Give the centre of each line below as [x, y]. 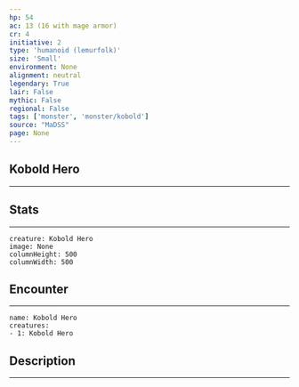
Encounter [39, 289]
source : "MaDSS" [39, 125]
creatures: [29, 326]
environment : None [43, 68]
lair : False [31, 92]
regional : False [39, 109]
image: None [31, 246]
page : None [29, 133]
